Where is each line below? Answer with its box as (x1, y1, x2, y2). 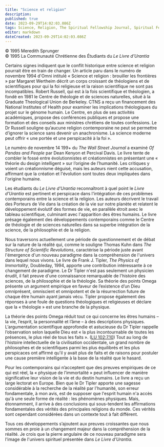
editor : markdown (5, 30, 41, 35)
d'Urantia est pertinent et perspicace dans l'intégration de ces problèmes (5, 190, 153, 196)
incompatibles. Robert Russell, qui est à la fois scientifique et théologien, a (5, 89, 155, 94)
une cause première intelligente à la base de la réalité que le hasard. (5, 355, 143, 361)
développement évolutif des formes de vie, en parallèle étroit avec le (5, 206, 143, 212)
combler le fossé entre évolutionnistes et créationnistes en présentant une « (5, 155, 158, 161)
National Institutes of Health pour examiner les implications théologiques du (5, 104, 158, 110)
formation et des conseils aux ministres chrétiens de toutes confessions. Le (5, 119, 157, 125)
